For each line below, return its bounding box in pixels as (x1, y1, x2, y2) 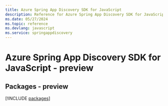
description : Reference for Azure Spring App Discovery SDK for (5, 12, 142, 17)
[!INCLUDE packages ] (5, 96, 50, 101)
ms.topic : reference (5, 21, 48, 26)
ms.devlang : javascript (5, 26, 55, 31)
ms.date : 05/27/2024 (5, 16, 48, 21)
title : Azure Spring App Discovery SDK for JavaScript (5, 7, 122, 12)
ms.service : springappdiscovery (5, 30, 72, 35)
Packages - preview (5, 82, 68, 91)
